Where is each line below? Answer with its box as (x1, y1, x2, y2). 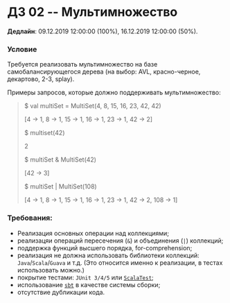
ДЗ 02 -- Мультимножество (7, 4, 178, 20)
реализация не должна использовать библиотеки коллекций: (17, 251, 200, 259)
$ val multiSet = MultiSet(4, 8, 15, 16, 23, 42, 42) (24, 102, 161, 110)
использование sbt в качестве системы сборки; (17, 280, 161, 288)
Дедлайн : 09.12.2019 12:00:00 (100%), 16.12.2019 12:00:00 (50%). (7, 27, 198, 35)
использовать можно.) (17, 266, 85, 274)
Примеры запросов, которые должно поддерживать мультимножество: (7, 88, 222, 97)
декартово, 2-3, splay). (7, 75, 75, 83)
